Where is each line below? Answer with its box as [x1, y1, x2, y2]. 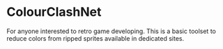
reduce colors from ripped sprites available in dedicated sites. [6, 34, 185, 42]
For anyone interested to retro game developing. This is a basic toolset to [6, 27, 217, 35]
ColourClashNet [6, 4, 102, 20]
